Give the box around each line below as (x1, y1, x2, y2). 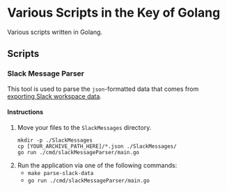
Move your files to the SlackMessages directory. (17, 123, 152, 131)
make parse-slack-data (27, 169, 94, 176)
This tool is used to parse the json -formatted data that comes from (7, 85, 199, 93)
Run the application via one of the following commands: (17, 161, 178, 169)
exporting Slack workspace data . (7, 92, 102, 100)
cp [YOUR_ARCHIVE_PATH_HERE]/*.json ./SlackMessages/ (17, 142, 177, 150)
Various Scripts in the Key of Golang (7, 5, 221, 21)
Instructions (7, 108, 44, 116)
